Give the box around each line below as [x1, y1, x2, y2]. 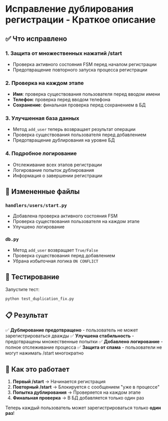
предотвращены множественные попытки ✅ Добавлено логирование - [5, 339, 163, 345]
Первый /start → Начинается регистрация [12, 379, 106, 385]
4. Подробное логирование [5, 150, 77, 157]
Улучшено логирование [12, 224, 65, 230]
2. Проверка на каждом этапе [5, 79, 84, 86]
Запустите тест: [5, 286, 40, 292]
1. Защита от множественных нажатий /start [5, 50, 123, 57]
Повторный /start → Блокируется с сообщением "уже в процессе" [12, 384, 160, 390]
